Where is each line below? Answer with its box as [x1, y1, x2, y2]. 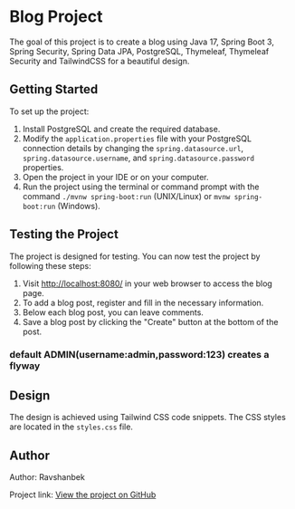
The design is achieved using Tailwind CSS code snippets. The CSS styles [9, 412, 287, 423]
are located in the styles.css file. [9, 421, 134, 432]
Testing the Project [9, 226, 119, 242]
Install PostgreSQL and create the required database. [22, 123, 221, 134]
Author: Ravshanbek [9, 472, 86, 483]
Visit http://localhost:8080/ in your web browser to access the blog [22, 278, 273, 289]
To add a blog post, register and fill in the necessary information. [22, 297, 264, 308]
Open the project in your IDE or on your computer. [22, 171, 209, 182]
